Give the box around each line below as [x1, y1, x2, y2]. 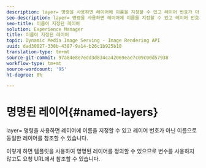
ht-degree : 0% [6, 72, 43, 78]
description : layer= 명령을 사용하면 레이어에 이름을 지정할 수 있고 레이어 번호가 [6, 9, 193, 15]
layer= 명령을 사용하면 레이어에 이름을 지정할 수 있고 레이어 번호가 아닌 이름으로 [6, 127, 197, 134]
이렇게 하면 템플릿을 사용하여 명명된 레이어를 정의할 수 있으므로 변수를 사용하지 [6, 148, 195, 155]
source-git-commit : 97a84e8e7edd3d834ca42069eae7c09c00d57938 [6, 55, 169, 61]
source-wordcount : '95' [6, 66, 67, 72]
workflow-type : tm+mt [6, 60, 62, 66]
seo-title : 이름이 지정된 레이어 [6, 20, 80, 26]
